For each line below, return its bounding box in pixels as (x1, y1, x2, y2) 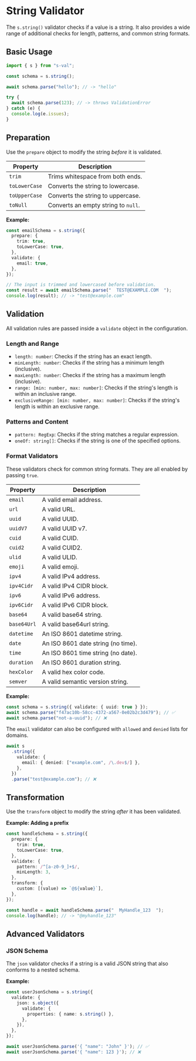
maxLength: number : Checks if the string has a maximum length (14, 372, 166, 379)
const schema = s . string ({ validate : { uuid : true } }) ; (6, 704, 148, 710)
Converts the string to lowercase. (48, 181, 140, 190)
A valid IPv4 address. (42, 572, 100, 580)
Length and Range (6, 339, 59, 348)
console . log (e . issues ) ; (11, 111, 69, 117)
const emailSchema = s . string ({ (6, 227, 85, 233)
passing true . (6, 471, 39, 478)
